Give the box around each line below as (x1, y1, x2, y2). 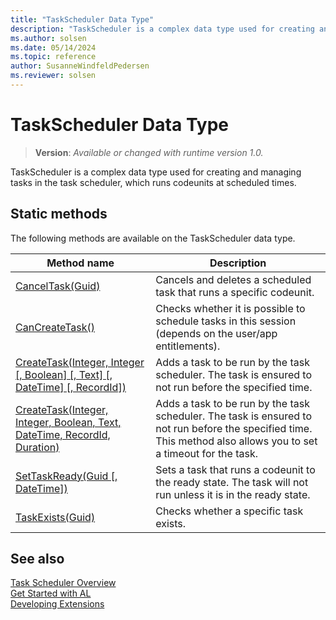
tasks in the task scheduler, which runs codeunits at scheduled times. (10, 176, 297, 188)
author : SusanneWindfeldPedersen (10, 61, 150, 71)
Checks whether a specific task (155, 504, 304, 518)
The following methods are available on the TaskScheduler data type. (10, 232, 296, 244)
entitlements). (155, 339, 221, 353)
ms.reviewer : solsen (10, 71, 97, 81)
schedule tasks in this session (155, 314, 297, 328)
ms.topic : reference (10, 52, 97, 62)
